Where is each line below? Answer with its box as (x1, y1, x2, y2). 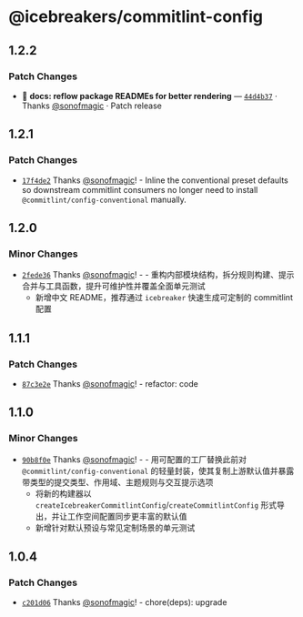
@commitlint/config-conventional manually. (21, 194, 187, 205)
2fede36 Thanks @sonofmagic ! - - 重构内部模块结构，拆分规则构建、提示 (21, 269, 295, 280)
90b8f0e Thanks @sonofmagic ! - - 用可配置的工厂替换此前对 (21, 453, 247, 465)
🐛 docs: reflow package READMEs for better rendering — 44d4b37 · (21, 90, 278, 101)
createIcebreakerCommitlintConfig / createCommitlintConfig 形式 (35, 499, 278, 511)
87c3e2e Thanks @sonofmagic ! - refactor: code (21, 378, 199, 389)
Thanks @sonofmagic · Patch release (21, 100, 163, 111)
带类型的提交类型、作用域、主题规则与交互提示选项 (21, 476, 214, 488)
